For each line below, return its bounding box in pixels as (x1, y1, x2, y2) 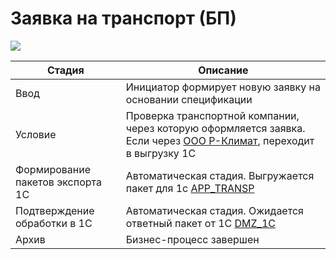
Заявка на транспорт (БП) (10, 7, 237, 30)
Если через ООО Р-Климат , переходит (125, 133, 315, 147)
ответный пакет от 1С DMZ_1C (125, 216, 276, 230)
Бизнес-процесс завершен (125, 232, 260, 246)
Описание (198, 63, 249, 77)
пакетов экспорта (15, 175, 102, 189)
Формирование (15, 162, 92, 176)
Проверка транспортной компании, (125, 108, 300, 122)
